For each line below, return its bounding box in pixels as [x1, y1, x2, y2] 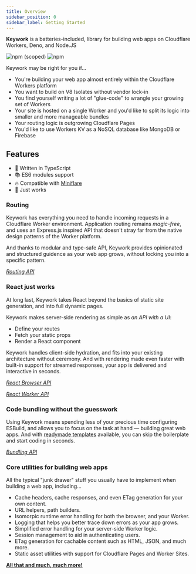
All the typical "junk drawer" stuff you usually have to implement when [6, 477, 176, 484]
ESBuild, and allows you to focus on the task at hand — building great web [6, 425, 186, 432]
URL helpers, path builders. [14, 507, 81, 514]
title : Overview [6, 8, 46, 15]
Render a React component [14, 337, 81, 345]
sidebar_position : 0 [6, 14, 57, 20]
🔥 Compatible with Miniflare [14, 180, 82, 187]
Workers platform [14, 82, 57, 89]
